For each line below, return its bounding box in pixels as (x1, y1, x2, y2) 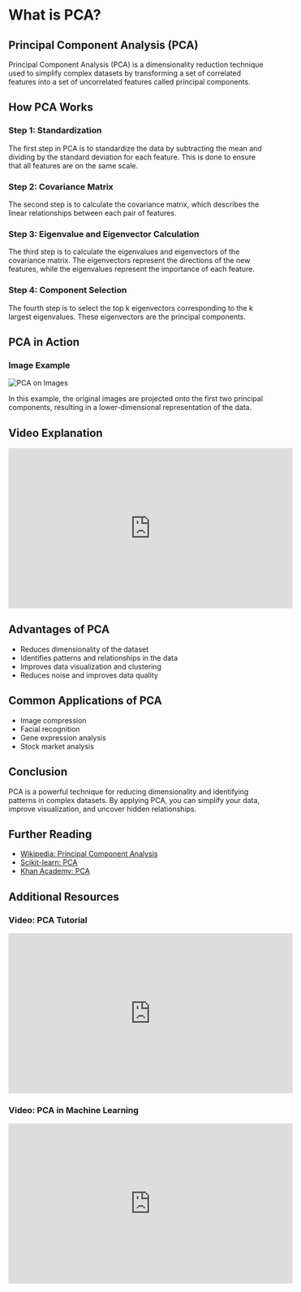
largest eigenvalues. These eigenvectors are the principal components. (8, 312, 246, 321)
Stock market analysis (19, 741, 95, 751)
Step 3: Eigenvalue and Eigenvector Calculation (8, 228, 200, 239)
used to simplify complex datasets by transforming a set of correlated (8, 68, 242, 78)
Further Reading (8, 827, 92, 841)
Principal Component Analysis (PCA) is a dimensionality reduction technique (8, 59, 264, 69)
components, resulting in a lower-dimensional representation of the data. (8, 403, 252, 412)
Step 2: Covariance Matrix (8, 181, 114, 192)
